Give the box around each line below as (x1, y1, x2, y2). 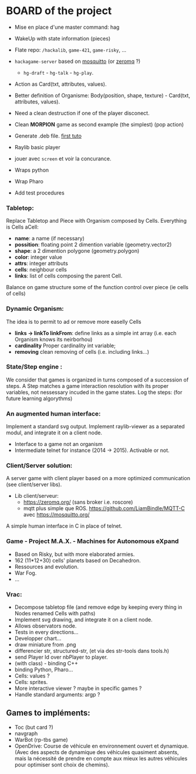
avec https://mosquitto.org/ (23, 511, 90, 518)
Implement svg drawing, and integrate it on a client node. (14, 616, 153, 624)
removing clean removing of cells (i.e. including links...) (14, 348, 150, 355)
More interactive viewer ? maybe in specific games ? (14, 685, 142, 692)
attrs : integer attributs (14, 260, 69, 267)
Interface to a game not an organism (14, 441, 103, 448)
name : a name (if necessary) (14, 235, 85, 242)
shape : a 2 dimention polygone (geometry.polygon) (14, 247, 140, 254)
